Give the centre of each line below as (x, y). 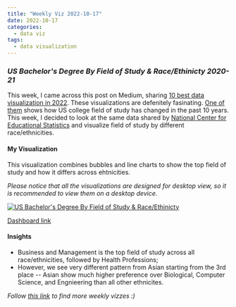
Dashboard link (29, 220)
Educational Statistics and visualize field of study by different (96, 125)
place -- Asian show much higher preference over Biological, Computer (121, 275)
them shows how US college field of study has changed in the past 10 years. (118, 111)
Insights (19, 237)
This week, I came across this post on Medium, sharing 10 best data (106, 95)
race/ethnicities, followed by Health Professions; (88, 259)
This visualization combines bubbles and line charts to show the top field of (117, 164)
